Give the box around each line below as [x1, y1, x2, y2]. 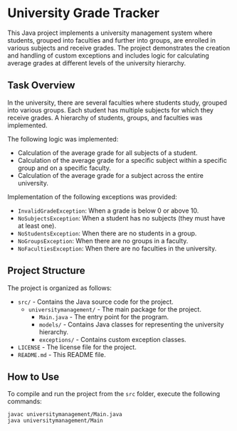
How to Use [7, 371, 60, 383]
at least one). [17, 221, 57, 230]
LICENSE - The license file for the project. [17, 343, 137, 351]
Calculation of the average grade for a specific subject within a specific [17, 156, 228, 164]
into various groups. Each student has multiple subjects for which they [7, 105, 214, 115]
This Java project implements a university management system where [7, 28, 213, 37]
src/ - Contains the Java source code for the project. [17, 297, 174, 306]
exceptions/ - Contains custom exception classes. [38, 335, 186, 344]
